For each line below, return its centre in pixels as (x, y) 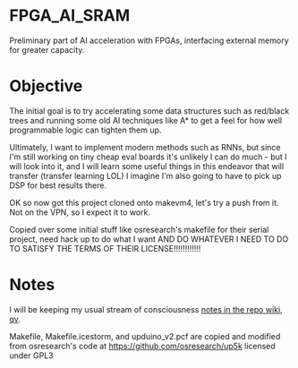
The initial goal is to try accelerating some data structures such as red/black (149, 111)
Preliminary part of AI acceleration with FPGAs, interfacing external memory (149, 40)
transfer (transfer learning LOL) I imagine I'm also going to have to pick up (145, 175)
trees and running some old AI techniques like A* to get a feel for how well (146, 120)
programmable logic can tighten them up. (85, 130)
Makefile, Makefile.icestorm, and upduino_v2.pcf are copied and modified (145, 336)
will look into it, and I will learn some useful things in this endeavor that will (147, 166)
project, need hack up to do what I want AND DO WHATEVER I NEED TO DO (149, 239)
